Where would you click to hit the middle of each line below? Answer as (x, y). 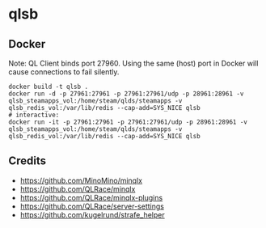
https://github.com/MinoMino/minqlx (81, 180)
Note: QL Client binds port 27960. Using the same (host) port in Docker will (133, 63)
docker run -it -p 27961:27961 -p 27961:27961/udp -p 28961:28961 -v (128, 122)
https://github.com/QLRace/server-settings (92, 206)
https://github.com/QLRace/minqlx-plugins (91, 197)
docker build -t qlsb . (49, 87)
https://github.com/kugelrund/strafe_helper (93, 214)
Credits (27, 161)
